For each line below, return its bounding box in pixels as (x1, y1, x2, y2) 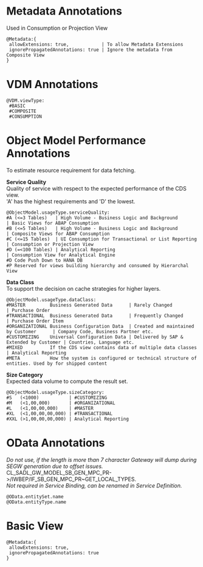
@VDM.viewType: (6, 97, 45, 104)
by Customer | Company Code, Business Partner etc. (6, 328, 154, 334)
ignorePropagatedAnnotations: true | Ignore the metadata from (9, 47, 173, 53)
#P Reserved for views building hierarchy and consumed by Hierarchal (6, 262, 189, 268)
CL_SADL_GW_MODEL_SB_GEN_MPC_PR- (6, 469, 112, 476)
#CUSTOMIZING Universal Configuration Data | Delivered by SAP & (6, 334, 184, 340)
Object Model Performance (6, 134, 146, 148)
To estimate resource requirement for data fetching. (6, 166, 136, 174)
